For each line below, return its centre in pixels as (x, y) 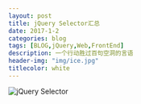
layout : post (30, 16)
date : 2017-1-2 (34, 31)
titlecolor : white (39, 69)
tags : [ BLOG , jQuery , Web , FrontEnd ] (66, 46)
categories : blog (37, 38)
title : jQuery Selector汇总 (54, 23)
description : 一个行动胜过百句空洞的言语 (71, 53)
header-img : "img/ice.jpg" (54, 61)
